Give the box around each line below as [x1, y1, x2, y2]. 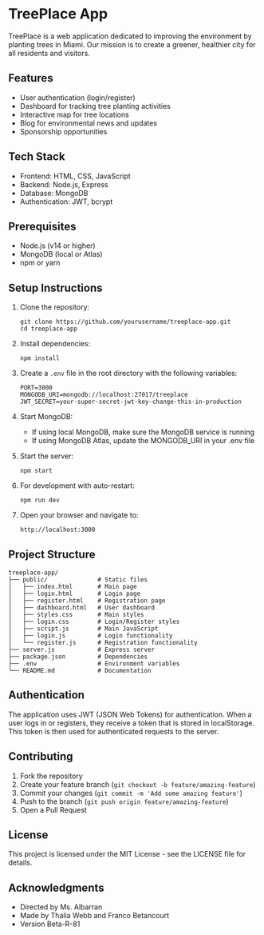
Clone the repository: [19, 302, 90, 312]
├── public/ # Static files [8, 576, 148, 584]
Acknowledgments [8, 881, 105, 894]
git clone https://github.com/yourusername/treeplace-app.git [19, 318, 231, 326]
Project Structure [8, 547, 96, 561]
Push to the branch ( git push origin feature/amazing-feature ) [19, 797, 229, 806]
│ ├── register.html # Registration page [8, 597, 166, 605]
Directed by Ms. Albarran [19, 902, 103, 912]
